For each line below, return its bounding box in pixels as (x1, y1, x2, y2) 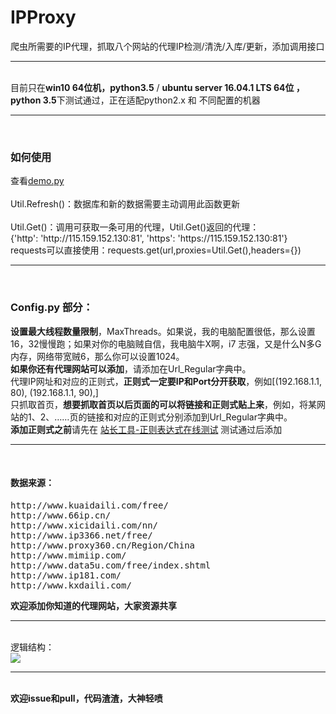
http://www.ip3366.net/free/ (10, 529, 153, 541)
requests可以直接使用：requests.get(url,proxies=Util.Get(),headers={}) (10, 244, 302, 256)
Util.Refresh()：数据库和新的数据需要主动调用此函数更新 (10, 198, 241, 210)
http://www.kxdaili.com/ (10, 579, 132, 591)
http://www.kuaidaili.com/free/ (10, 499, 169, 511)
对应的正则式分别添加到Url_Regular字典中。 (113, 411, 293, 423)
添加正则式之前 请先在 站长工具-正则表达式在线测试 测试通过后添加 (10, 423, 283, 435)
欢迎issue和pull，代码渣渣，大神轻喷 (10, 692, 163, 704)
